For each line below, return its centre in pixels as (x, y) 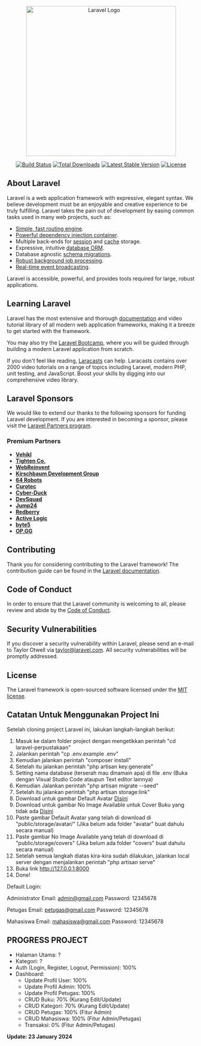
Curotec (26, 486)
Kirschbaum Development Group (57, 473)
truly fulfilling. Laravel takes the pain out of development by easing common (100, 211)
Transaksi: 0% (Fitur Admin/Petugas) (70, 1025)
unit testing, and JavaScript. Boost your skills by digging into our (86, 373)
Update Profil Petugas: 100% (60, 993)
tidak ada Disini (34, 811)
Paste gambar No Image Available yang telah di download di (89, 837)
